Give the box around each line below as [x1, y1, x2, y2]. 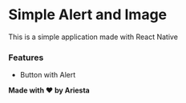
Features [8, 52, 44, 63]
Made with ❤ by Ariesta [8, 85, 90, 95]
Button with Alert [19, 70, 76, 80]
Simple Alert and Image [8, 6, 168, 24]
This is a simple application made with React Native [8, 32, 179, 42]
